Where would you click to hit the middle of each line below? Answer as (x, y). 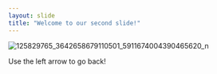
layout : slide (32, 16)
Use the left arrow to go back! (57, 61)
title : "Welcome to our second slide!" (75, 23)
